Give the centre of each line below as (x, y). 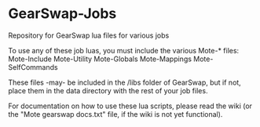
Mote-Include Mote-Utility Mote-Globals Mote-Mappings (100, 59)
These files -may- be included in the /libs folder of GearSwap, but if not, (125, 82)
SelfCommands (33, 67)
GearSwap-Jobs (62, 14)
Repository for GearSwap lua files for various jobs (89, 35)
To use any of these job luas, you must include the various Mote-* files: (124, 50)
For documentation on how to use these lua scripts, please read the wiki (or (130, 106)
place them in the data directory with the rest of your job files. (108, 90)
